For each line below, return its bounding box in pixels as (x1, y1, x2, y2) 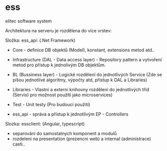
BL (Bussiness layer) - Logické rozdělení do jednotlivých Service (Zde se (12, 71, 162, 77)
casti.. (12, 141, 25, 147)
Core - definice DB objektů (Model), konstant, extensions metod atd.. (12, 47, 155, 53)
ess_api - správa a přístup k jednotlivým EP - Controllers (12, 111, 128, 117)
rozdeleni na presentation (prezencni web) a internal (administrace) (12, 136, 151, 142)
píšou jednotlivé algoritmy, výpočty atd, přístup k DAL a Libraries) (12, 77, 147, 83)
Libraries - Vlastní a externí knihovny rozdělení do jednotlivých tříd (12, 86, 149, 92)
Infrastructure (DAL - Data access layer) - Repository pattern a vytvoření (12, 56, 162, 62)
